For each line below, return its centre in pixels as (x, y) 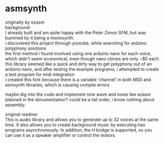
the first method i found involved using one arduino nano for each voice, (78, 53)
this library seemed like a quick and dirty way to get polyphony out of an (78, 64)
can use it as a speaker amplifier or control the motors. (61, 135)
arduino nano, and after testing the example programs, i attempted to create (82, 69)
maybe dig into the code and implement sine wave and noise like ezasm (78, 94)
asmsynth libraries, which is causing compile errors (57, 85)
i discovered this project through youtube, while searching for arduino (76, 43)
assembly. (16, 105)
